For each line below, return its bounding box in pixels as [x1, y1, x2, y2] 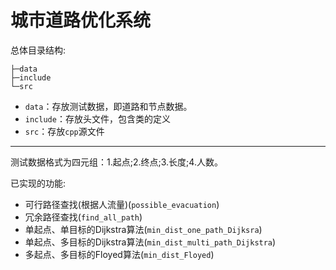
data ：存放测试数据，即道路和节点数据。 [24, 100, 193, 112]
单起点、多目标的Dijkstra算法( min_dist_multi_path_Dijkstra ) [24, 236, 277, 248]
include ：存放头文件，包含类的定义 [24, 112, 171, 125]
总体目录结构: [10, 44, 67, 56]
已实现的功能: [10, 177, 67, 189]
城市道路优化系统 [10, 9, 152, 32]
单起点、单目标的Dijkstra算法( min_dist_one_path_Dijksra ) [24, 223, 263, 235]
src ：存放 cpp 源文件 [24, 125, 105, 137]
